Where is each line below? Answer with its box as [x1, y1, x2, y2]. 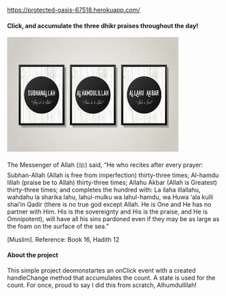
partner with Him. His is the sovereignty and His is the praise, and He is [7, 207, 208, 216]
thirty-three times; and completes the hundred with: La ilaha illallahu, [7, 185, 201, 194]
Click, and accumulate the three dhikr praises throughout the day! [7, 21, 199, 30]
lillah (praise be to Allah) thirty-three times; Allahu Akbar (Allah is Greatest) [7, 178, 218, 186]
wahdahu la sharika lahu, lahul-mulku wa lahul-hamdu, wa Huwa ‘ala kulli [7, 192, 214, 201]
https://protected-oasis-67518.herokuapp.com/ [7, 6, 140, 14]
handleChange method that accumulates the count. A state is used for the [7, 273, 216, 282]
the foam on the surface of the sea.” [7, 222, 110, 230]
